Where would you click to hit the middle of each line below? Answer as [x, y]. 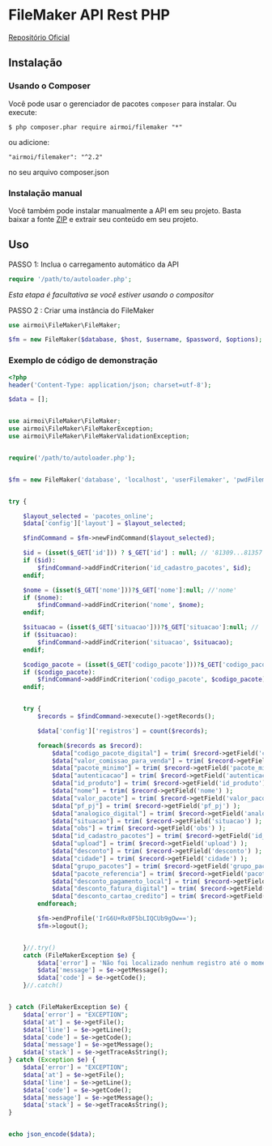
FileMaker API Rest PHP [89, 15]
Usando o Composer [49, 86]
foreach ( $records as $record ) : [90, 746]
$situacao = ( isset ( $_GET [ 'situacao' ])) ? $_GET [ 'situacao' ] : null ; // [141, 627]
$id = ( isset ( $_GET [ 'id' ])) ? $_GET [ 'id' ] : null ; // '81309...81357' [144, 553]
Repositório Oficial [39, 37]
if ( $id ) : [40, 561]
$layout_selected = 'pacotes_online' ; [88, 516]
